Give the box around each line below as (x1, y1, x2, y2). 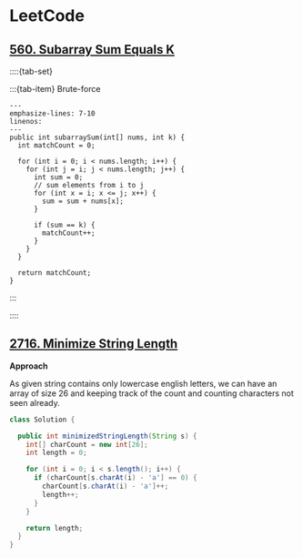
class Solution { (9, 415, 76, 424)
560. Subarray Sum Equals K (9, 42, 176, 57)
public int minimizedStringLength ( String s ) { (17, 431, 197, 441)
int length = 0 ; (25, 448, 88, 458)
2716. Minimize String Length (9, 336, 178, 351)
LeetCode (9, 5, 85, 26)
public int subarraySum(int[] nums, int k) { (9, 133, 185, 142)
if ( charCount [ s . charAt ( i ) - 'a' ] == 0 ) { (33, 473, 197, 482)
